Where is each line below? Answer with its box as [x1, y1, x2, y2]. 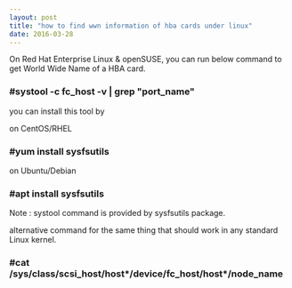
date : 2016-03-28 [9, 29, 74, 38]
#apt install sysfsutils [9, 188, 105, 200]
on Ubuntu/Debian [9, 165, 77, 176]
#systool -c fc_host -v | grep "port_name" [9, 85, 196, 98]
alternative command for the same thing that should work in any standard [9, 225, 279, 236]
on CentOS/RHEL [9, 123, 73, 133]
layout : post [9, 12, 58, 22]
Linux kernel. [9, 235, 57, 245]
